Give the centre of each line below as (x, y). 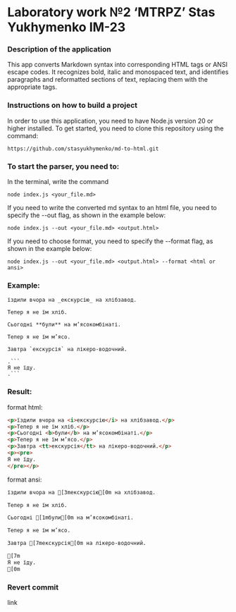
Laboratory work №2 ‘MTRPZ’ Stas (111, 12)
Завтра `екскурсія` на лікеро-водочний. (68, 350)
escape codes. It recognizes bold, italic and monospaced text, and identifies (118, 72)
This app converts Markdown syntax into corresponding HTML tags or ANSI (117, 65)
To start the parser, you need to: (63, 166)
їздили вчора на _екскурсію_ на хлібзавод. (72, 300)
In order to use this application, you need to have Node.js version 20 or (110, 121)
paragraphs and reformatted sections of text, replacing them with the (107, 80)
